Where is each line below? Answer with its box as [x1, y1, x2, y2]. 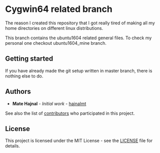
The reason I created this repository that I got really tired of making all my [5, 20, 155, 26]
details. [5, 143, 20, 149]
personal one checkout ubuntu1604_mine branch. [5, 40, 107, 46]
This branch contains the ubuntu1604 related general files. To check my [5, 35, 152, 41]
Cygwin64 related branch [5, 3, 112, 15]
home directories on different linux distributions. [5, 25, 103, 31]
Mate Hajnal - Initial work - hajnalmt [12, 100, 87, 106]
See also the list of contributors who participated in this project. [5, 110, 135, 116]
